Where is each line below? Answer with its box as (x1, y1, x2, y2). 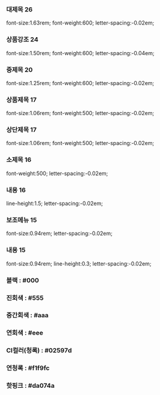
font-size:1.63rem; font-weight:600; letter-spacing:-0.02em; (6, 19, 155, 26)
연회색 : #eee (6, 328, 44, 337)
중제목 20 (6, 65, 33, 74)
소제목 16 (6, 156, 32, 164)
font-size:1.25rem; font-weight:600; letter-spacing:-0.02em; (6, 79, 155, 86)
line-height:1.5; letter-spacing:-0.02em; (6, 200, 103, 207)
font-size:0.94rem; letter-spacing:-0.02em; (6, 230, 113, 237)
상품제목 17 (6, 95, 37, 104)
